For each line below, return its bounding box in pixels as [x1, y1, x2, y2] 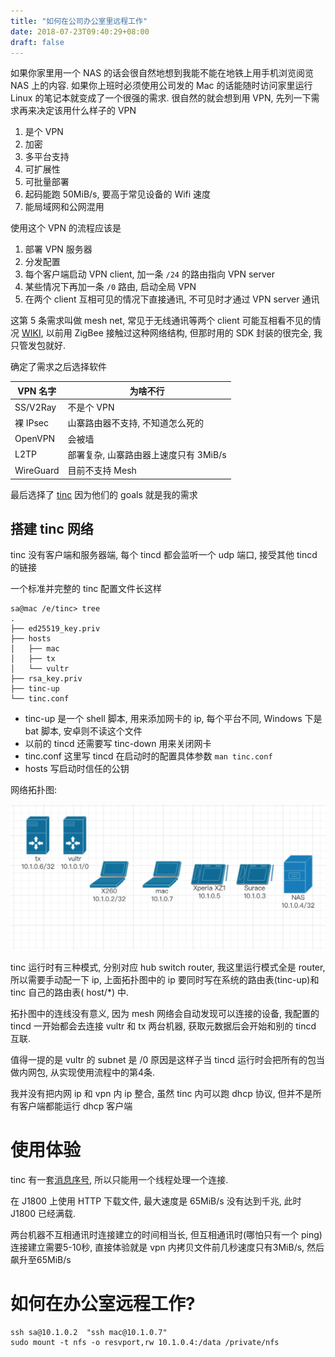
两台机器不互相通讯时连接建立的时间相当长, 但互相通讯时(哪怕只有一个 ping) [10, 1229, 323, 1241]
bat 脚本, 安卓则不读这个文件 [24, 725, 143, 737]
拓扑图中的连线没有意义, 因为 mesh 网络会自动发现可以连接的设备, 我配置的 [10, 1008, 320, 1020]
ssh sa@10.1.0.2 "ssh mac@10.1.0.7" [10, 1328, 168, 1338]
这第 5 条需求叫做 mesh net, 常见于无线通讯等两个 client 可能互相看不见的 [10, 315, 313, 327]
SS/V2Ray [14, 401, 57, 413]
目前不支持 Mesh [67, 465, 137, 477]
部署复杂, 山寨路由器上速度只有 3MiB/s [67, 448, 227, 460]
